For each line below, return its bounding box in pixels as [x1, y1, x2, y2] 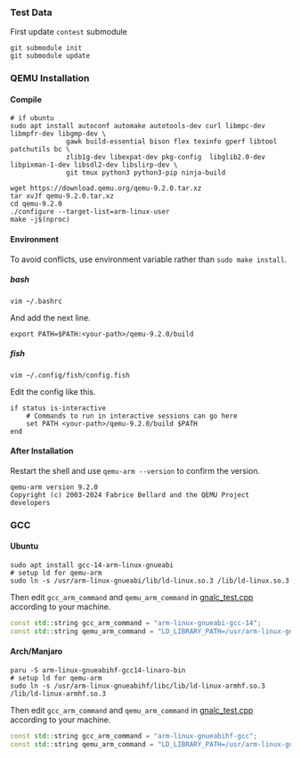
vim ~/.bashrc [10, 297, 63, 306]
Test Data [10, 6, 53, 19]
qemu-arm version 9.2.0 [10, 483, 99, 492]
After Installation [10, 445, 74, 456]
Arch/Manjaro [10, 646, 63, 656]
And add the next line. [10, 312, 92, 322]
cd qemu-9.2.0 [10, 200, 63, 208]
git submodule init [10, 44, 83, 53]
